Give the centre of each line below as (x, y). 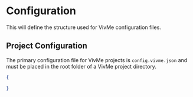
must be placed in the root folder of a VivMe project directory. (81, 66)
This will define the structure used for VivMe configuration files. (84, 27)
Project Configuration (47, 46)
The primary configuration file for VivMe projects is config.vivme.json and (97, 60)
